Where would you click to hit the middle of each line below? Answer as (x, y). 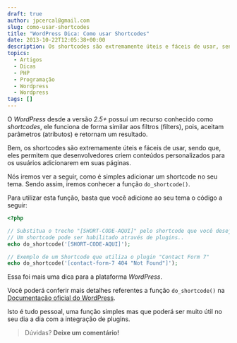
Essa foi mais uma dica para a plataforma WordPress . (85, 277)
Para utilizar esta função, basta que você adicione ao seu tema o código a (115, 198)
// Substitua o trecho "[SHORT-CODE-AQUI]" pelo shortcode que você (110, 231)
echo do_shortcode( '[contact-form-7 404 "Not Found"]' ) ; (93, 263)
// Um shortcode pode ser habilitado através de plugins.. (96, 237)
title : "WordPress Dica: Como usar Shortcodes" (79, 34)
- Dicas (25, 66)
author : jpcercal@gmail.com (49, 20)
